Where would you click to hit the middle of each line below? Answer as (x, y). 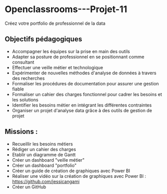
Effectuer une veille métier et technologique (58, 67)
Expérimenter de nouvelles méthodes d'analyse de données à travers (84, 73)
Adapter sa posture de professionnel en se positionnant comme (78, 57)
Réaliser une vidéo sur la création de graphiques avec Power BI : (79, 176)
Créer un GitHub (29, 187)
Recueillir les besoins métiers (42, 144)
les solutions (25, 100)
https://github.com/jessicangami (46, 181)
